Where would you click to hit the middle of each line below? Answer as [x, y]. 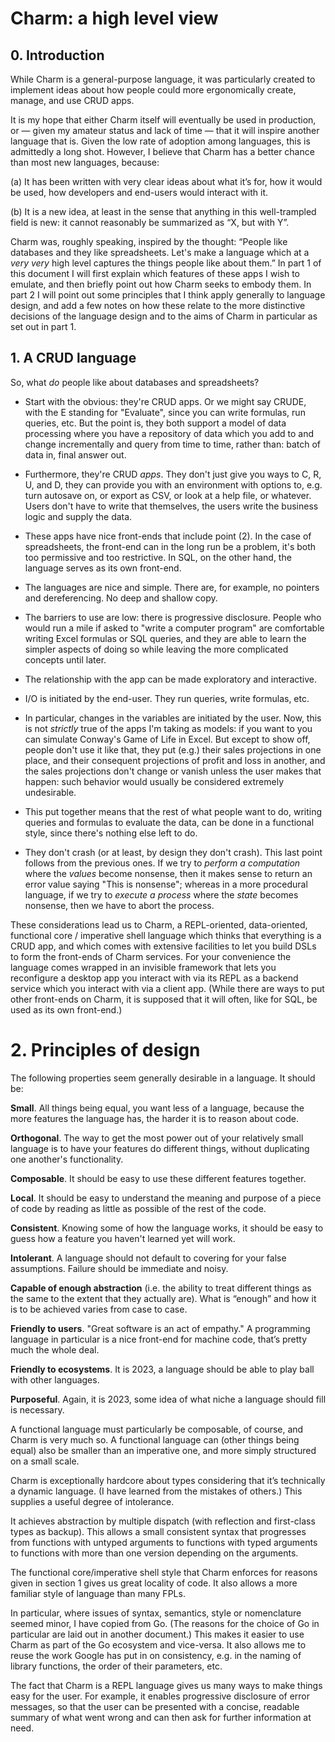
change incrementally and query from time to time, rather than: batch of [172, 444]
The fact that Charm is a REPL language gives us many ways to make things [166, 1685]
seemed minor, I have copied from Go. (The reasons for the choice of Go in [165, 1623]
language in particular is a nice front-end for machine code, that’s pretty [159, 1339]
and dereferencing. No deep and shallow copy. [121, 598]
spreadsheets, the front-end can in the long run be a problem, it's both [170, 546]
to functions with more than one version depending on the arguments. [154, 1553]
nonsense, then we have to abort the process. [119, 905]
